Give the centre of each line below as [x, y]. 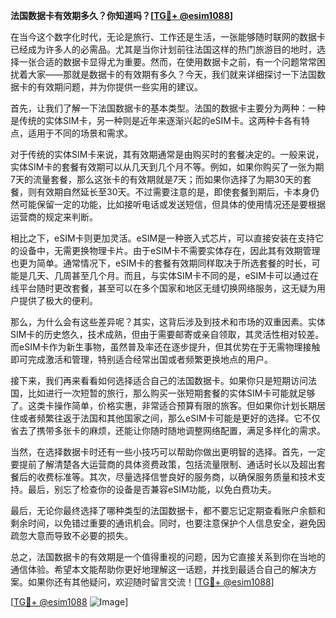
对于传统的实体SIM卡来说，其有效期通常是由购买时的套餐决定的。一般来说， [167, 154]
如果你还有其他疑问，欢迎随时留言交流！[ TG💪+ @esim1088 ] [151, 582]
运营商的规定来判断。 [54, 217]
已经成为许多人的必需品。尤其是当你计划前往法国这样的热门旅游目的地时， [163, 49]
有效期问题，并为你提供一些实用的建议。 [119, 87]
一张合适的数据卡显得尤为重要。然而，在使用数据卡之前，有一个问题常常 [167, 62]
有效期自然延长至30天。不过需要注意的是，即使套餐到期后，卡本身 [173, 192]
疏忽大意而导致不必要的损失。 [71, 535]
